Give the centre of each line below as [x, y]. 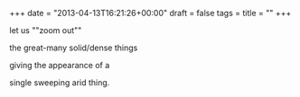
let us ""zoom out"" [46, 30]
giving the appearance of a [60, 65]
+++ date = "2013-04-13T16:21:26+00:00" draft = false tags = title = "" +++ [150, 13]
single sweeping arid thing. [60, 83]
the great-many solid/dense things [74, 48]
